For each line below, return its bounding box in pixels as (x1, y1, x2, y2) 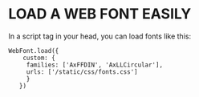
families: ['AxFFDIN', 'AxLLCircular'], (26, 61, 163, 69)
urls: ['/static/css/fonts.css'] (26, 67, 138, 76)
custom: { (22, 54, 56, 62)
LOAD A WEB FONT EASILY (8, 5, 192, 23)
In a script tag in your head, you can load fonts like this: (8, 31, 191, 41)
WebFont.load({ (8, 46, 59, 55)
